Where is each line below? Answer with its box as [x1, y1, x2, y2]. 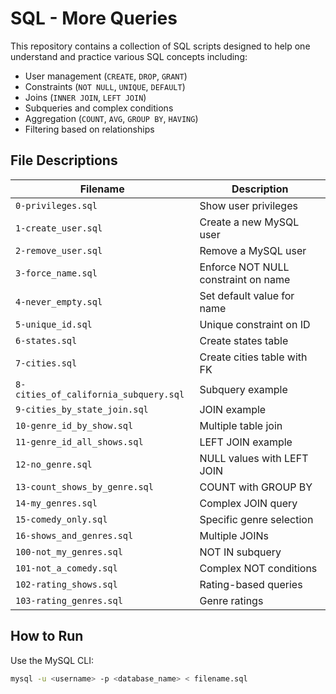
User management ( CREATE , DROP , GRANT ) [24, 70, 188, 82]
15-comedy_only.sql [15, 513, 108, 525]
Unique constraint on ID [199, 317, 311, 331]
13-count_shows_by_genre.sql [15, 481, 154, 492]
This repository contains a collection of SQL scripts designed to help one [10, 40, 311, 52]
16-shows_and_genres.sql [15, 530, 134, 541]
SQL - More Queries [10, 7, 178, 30]
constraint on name [199, 272, 291, 286]
